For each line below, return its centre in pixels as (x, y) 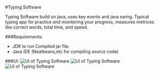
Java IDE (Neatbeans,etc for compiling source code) (65, 52)
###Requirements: (24, 37)
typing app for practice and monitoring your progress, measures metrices (79, 22)
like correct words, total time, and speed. (47, 27)
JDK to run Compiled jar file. (41, 46)
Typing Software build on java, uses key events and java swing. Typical (77, 17)
